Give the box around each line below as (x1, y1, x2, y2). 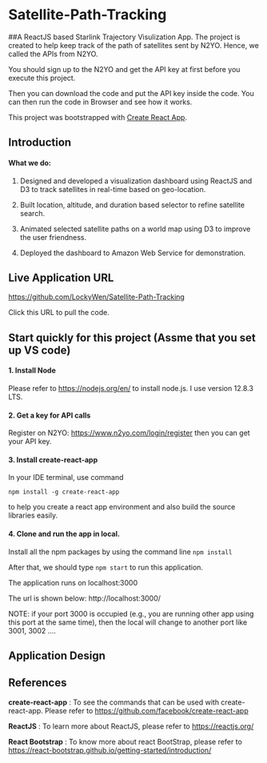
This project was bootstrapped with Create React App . (8, 112, 188, 122)
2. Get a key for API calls (8, 410, 91, 420)
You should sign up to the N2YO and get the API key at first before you (8, 64, 241, 74)
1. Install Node (8, 366, 56, 375)
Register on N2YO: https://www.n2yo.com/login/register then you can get (8, 428, 250, 437)
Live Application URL (8, 270, 114, 285)
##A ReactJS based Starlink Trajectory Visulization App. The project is (8, 32, 241, 42)
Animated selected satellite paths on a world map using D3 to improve (19, 224, 251, 234)
